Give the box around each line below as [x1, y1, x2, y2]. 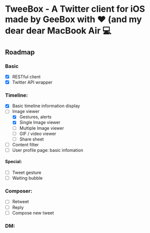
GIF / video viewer [19, 131, 57, 137]
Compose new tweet [12, 210, 54, 216]
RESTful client [12, 73, 41, 79]
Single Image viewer [19, 119, 61, 125]
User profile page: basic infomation [12, 147, 84, 153]
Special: [5, 159, 22, 164]
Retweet [12, 199, 29, 205]
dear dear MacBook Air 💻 [5, 25, 111, 36]
